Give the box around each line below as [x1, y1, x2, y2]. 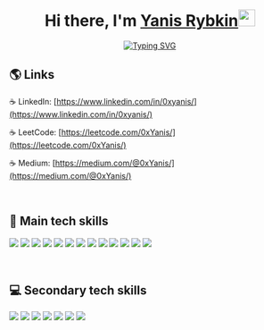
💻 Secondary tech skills [9, 283, 147, 298]
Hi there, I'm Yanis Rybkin [44, 11, 239, 31]
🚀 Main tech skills [9, 214, 109, 229]
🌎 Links [9, 67, 55, 82]
